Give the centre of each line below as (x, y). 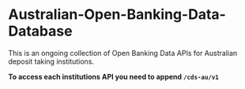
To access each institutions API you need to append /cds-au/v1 (114, 76)
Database (40, 31)
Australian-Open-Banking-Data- (117, 15)
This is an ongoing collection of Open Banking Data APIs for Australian (123, 53)
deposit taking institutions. (51, 61)
